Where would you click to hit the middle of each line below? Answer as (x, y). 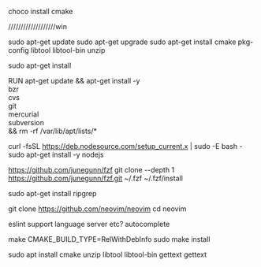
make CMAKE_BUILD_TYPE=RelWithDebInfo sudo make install (109, 239)
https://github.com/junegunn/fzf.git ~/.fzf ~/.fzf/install (96, 178)
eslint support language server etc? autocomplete (89, 224)
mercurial (24, 114)
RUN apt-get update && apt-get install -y (74, 81)
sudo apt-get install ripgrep (52, 193)
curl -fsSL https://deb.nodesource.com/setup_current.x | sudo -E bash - (125, 146)
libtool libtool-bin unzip (68, 50)
